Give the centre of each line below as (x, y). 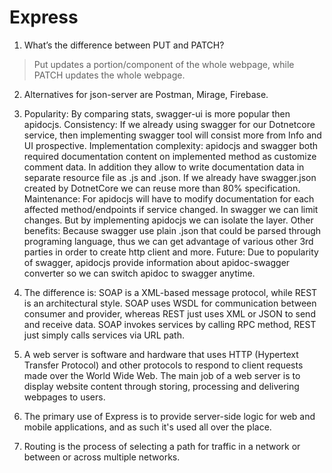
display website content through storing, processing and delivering (161, 386)
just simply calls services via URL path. (104, 335)
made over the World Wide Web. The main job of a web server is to (162, 375)
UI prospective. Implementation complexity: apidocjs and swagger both (171, 145)
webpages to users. (64, 397)
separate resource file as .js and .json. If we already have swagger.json (170, 177)
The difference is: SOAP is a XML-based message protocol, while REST (170, 292)
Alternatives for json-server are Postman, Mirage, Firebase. (146, 94)
